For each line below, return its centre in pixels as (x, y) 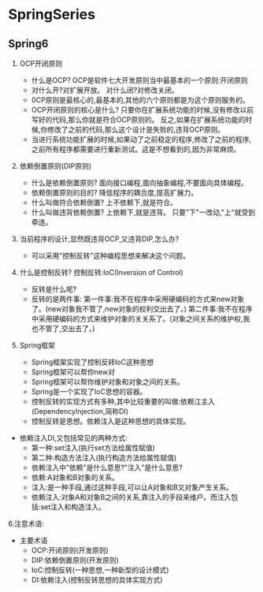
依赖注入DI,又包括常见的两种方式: (73, 438)
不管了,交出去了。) (67, 328)
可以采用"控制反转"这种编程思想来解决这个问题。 (111, 255)
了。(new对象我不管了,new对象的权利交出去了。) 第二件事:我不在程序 (142, 309)
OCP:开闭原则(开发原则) (70, 550)
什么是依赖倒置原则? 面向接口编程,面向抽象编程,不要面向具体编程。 (139, 182)
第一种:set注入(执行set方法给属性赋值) (93, 448)
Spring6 (28, 44)
